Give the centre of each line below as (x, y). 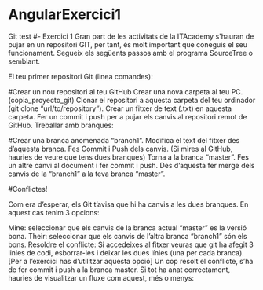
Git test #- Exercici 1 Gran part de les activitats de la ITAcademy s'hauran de (131, 36)
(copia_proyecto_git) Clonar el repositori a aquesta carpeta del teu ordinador (132, 100)
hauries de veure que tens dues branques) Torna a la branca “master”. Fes (129, 157)
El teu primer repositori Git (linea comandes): (80, 76)
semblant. (24, 61)
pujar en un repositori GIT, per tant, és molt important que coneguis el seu (128, 44)
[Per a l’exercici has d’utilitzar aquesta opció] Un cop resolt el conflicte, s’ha (131, 261)
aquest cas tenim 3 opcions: (54, 212)
